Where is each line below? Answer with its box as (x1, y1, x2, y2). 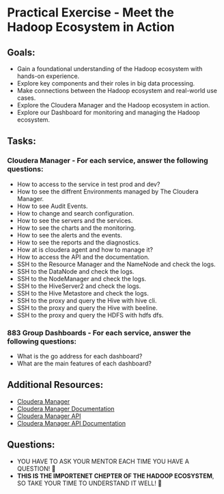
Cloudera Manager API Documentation (16, 419, 126, 427)
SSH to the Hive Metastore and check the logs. (16, 289, 149, 297)
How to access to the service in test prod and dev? (16, 180, 160, 188)
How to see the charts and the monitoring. (16, 224, 136, 232)
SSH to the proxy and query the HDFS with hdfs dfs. (16, 311, 164, 319)
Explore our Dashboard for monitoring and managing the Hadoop (16, 108, 200, 116)
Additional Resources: (7, 379, 104, 391)
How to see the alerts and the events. (16, 231, 123, 239)
